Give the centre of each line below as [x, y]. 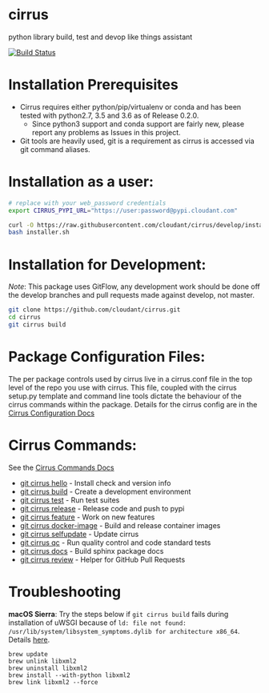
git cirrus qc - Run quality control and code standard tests [115, 543]
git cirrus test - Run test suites [70, 500]
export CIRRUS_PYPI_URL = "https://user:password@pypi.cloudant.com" [123, 210]
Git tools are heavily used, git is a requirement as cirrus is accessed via [137, 141]
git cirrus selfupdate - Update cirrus [79, 534]
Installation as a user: [81, 182]
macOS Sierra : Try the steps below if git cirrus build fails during [118, 614]
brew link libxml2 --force [53, 682]
